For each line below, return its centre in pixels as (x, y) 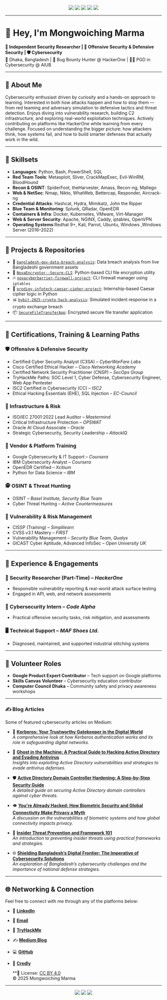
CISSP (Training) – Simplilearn (43, 528)
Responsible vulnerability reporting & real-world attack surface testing (84, 588)
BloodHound (25, 182)
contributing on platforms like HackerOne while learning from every (74, 123)
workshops (24, 692)
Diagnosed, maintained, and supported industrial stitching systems (81, 643)
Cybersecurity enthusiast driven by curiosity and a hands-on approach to (80, 97)
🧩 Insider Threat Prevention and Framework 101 (62, 832)
